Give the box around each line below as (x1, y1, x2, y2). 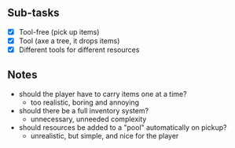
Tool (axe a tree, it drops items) (18, 35, 120, 46)
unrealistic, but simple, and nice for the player (30, 131, 179, 140)
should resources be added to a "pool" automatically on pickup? (18, 122, 227, 132)
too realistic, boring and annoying (30, 98, 139, 107)
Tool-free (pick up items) (18, 27, 100, 36)
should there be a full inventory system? (18, 105, 149, 115)
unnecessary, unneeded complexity (30, 114, 147, 124)
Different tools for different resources (18, 45, 140, 54)
